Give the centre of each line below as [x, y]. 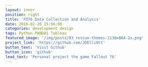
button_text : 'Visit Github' [36, 47]
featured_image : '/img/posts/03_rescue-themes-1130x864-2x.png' [75, 38]
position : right [22, 15]
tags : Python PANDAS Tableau [36, 33]
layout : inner [20, 10]
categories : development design [39, 29]
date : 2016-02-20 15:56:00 [34, 24]
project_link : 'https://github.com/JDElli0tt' [55, 43]
